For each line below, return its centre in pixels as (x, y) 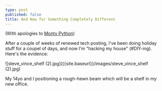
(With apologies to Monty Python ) (40, 34)
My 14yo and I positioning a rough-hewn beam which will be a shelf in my (81, 79)
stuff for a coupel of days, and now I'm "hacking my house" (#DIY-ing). (78, 49)
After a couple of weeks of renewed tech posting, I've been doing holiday (81, 43)
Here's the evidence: (27, 54)
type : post (17, 10)
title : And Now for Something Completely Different (60, 19)
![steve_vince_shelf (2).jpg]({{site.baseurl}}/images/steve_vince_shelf (77, 64)
